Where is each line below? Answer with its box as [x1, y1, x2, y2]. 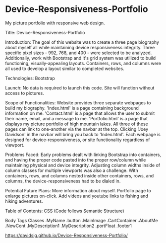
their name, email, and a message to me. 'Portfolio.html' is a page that [5, 115, 148, 121]
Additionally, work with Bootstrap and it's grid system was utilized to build [5, 55, 156, 61]
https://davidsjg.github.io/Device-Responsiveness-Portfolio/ [5, 232, 128, 238]
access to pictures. [5, 90, 44, 96]
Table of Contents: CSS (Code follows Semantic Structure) [5, 208, 124, 214]
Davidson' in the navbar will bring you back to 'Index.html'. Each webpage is [5, 131, 161, 137]
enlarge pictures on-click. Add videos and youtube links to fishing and [5, 193, 149, 199]
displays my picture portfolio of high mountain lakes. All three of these [5, 121, 149, 127]
